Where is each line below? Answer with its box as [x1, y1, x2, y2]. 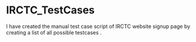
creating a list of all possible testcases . [6, 29, 102, 36]
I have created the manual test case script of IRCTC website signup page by [6, 23, 191, 30]
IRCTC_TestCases [6, 3, 95, 17]
